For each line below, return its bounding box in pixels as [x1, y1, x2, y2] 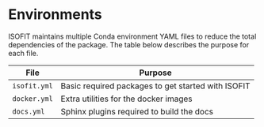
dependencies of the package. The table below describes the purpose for [8, 39, 250, 49]
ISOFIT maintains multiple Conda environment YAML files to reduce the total [8, 32, 257, 41]
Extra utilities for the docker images [60, 93, 193, 104]
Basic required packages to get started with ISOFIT [60, 80, 251, 92]
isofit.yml [12, 81, 53, 90]
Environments [8, 6, 103, 24]
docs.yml [12, 106, 45, 116]
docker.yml [12, 94, 53, 103]
